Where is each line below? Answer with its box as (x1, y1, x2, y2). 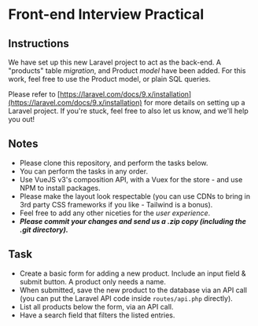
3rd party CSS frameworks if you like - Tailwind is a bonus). (19, 200, 213, 209)
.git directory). (19, 225, 68, 234)
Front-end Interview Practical (8, 5, 205, 24)
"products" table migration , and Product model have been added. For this (8, 66, 246, 75)
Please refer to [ (8, 90, 61, 99)
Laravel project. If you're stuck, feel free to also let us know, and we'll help (8, 106, 249, 115)
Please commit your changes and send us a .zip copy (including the (19, 216, 246, 225)
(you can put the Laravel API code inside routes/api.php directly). (19, 293, 234, 303)
